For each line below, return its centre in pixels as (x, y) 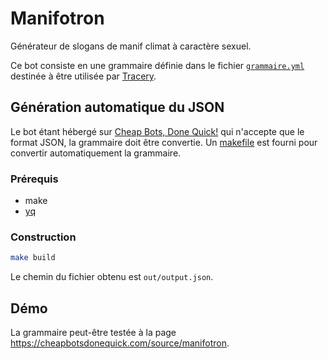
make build (33, 258)
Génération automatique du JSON (117, 107)
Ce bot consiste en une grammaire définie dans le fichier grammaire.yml (157, 65)
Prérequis (34, 179)
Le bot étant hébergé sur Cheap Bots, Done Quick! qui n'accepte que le (157, 131)
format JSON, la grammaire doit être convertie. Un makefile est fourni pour (164, 142)
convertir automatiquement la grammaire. (96, 153)
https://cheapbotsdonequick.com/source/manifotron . (120, 343)
